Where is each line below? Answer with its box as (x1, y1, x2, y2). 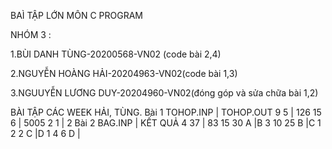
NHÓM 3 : (10, 29, 52, 40)
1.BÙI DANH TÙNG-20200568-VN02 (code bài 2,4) (10, 48, 222, 60)
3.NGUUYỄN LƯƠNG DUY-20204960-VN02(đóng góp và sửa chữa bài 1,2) (10, 87, 319, 99)
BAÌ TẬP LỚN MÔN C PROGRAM (10, 10, 143, 21)
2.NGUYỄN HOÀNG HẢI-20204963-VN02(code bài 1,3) (10, 68, 238, 79)
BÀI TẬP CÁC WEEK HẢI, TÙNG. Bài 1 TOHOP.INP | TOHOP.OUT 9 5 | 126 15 (10, 106, 322, 118)
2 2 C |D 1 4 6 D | (10, 128, 81, 139)
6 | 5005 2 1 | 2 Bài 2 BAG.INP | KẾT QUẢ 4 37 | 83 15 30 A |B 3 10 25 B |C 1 (10, 117, 322, 129)
